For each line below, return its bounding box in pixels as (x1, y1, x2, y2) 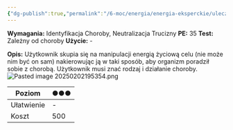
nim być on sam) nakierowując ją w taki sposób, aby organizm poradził (7, 57, 209, 66)
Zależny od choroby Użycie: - (7, 36, 93, 45)
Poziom (15, 88, 41, 98)
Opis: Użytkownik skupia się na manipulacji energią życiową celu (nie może (7, 50, 223, 58)
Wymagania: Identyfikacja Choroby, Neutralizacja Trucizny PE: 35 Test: (7, 29, 214, 37)
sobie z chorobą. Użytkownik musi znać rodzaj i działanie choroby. (7, 64, 198, 73)
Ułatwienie (10, 100, 46, 109)
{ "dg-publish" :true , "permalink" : (7, 10, 104, 17)
